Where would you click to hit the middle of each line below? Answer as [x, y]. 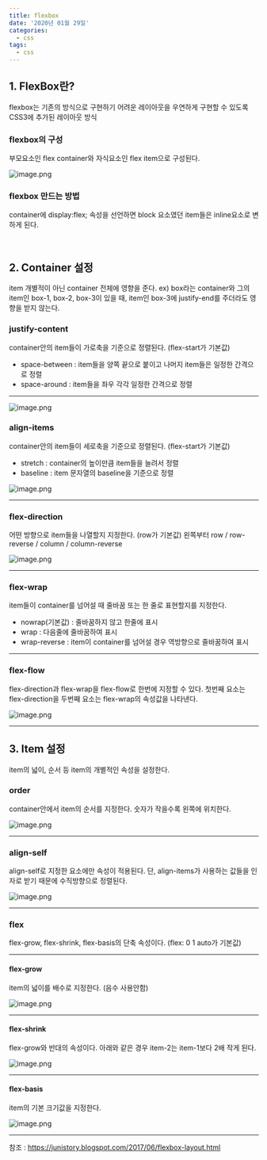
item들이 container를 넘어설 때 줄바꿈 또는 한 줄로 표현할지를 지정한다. [118, 605]
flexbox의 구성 [36, 140]
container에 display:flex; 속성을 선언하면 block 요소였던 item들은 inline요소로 [130, 215]
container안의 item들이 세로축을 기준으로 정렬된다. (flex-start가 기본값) [120, 446]
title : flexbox [34, 15]
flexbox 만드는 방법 [44, 197]
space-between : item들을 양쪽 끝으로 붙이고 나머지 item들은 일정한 [126, 364]
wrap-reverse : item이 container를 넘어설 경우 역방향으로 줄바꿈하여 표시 [134, 642]
